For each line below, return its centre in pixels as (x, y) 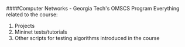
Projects (25, 26)
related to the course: (32, 15)
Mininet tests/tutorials (41, 32)
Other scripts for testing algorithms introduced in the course (87, 38)
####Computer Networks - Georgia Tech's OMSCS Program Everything (93, 8)
